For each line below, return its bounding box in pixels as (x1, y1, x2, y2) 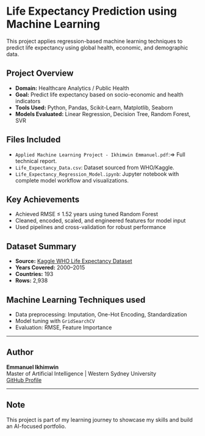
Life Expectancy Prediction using (6, 4, 178, 18)
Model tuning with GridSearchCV (15, 318, 95, 324)
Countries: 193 (15, 271, 54, 278)
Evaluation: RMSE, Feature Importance (15, 324, 112, 331)
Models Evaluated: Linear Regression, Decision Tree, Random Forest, (15, 110, 191, 117)
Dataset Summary (6, 241, 77, 252)
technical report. (15, 157, 57, 164)
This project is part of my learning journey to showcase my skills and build (6, 416, 193, 423)
